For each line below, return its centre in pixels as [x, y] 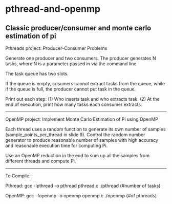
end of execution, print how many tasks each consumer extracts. [74, 104]
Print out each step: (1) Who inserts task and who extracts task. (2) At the [82, 99]
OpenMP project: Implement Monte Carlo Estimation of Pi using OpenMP [82, 119]
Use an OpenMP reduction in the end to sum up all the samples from [78, 155]
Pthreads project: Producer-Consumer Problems [56, 48]
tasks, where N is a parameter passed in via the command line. [72, 64]
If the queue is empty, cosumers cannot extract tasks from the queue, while [85, 84]
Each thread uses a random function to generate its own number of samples [85, 129]
